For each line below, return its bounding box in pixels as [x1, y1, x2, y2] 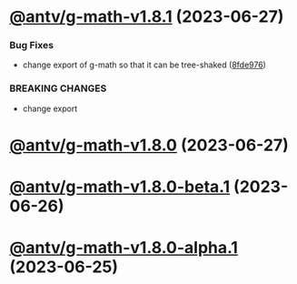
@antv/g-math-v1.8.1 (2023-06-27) [9, 6, 284, 27]
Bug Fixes [9, 39, 54, 52]
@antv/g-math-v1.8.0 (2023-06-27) [9, 135, 289, 156]
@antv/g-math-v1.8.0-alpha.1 [9, 238, 239, 259]
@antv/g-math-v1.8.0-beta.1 [9, 177, 230, 198]
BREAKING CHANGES [9, 82, 107, 95]
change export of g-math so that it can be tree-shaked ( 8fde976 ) [22, 59, 266, 70]
